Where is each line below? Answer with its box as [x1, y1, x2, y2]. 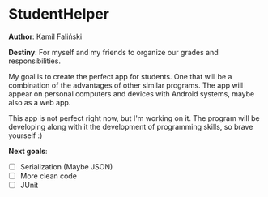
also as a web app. [8, 97, 71, 107]
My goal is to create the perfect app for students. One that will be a [8, 71, 232, 81]
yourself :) [8, 131, 43, 140]
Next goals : [8, 146, 48, 156]
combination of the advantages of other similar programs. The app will [8, 80, 244, 90]
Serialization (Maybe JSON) [19, 161, 113, 171]
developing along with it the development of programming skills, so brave [8, 122, 253, 131]
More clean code [19, 171, 77, 181]
